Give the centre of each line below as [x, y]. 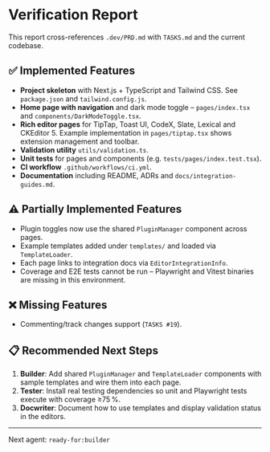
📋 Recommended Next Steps [84, 350]
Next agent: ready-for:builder [59, 440]
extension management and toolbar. [80, 141]
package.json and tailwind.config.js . [83, 99]
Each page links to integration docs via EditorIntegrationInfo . [124, 263]
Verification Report [73, 15]
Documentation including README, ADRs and [96, 175]
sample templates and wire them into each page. [101, 382]
